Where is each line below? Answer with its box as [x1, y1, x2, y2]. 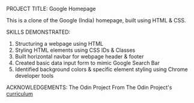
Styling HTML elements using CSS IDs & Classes [14, 46, 136, 54]
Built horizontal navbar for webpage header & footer [14, 53, 144, 60]
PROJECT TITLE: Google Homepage [6, 5, 96, 12]
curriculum [6, 90, 33, 97]
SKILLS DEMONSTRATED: [6, 28, 71, 36]
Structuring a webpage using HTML [14, 40, 104, 47]
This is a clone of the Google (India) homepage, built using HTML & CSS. [6, 17, 186, 23]
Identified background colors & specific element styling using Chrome [14, 66, 188, 73]
